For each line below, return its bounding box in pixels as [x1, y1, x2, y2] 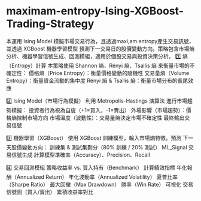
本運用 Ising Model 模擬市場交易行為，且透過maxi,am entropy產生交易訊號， [6, 37, 194, 44]
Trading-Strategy [6, 17, 95, 31]
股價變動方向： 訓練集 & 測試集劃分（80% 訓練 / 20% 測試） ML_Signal [11, 143, 187, 151]
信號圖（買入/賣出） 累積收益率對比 [6, 188, 94, 196]
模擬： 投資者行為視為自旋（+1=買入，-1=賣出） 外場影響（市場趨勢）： [11, 106, 187, 113]
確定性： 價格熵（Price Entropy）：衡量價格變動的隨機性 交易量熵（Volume [6, 69, 190, 76]
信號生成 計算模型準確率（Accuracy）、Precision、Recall [11, 151, 151, 158]
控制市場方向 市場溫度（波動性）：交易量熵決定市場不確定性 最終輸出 [16, 114, 185, 121]
